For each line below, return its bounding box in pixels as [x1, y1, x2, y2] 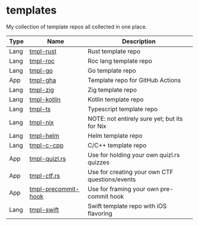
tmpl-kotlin [29, 95, 61, 104]
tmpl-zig [29, 85, 54, 94]
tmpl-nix [29, 118, 54, 126]
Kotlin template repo [88, 95, 144, 104]
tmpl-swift [29, 205, 59, 214]
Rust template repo [88, 47, 141, 55]
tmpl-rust [29, 47, 57, 55]
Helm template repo [88, 131, 143, 140]
